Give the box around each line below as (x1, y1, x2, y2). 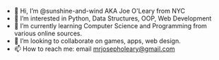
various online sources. (13, 29, 83, 37)
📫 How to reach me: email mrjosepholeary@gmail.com (13, 44, 175, 53)
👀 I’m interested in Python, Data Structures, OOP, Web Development (13, 14, 212, 23)
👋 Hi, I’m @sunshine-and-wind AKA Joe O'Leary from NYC (13, 7, 186, 15)
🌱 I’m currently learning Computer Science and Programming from (13, 22, 207, 30)
